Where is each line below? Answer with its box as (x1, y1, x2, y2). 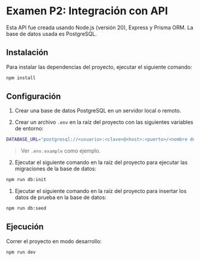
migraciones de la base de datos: (14, 165, 96, 172)
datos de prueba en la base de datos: (14, 194, 107, 201)
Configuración (6, 91, 61, 102)
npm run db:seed (6, 206, 46, 212)
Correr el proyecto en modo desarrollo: (6, 237, 102, 245)
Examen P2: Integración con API (6, 4, 168, 18)
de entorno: (14, 125, 43, 132)
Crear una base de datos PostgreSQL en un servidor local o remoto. (14, 107, 182, 114)
